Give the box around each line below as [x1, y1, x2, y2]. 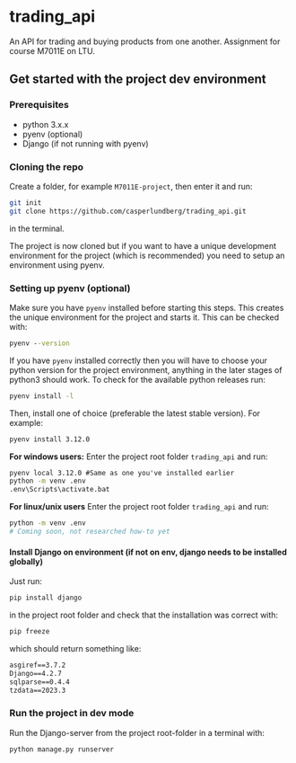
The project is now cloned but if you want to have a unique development [9, 240, 276, 251]
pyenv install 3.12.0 [9, 434, 91, 444]
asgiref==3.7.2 [9, 661, 66, 670]
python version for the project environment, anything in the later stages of [9, 364, 283, 375]
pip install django [9, 593, 83, 603]
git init [9, 198, 42, 208]
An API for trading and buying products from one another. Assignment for [9, 36, 281, 47]
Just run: [9, 576, 43, 587]
